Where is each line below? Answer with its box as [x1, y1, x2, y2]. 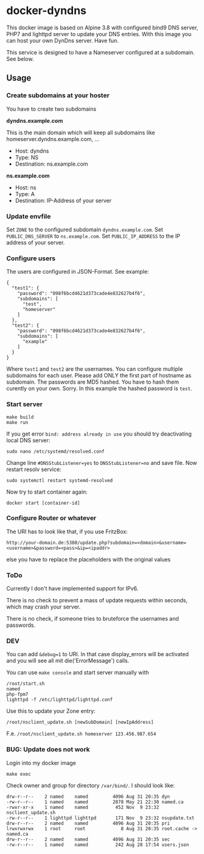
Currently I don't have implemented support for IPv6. [6, 585, 139, 593]
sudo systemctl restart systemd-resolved [6, 477, 113, 483]
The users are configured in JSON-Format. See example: [6, 268, 149, 276]
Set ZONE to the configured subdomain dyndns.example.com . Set [6, 225, 163, 233]
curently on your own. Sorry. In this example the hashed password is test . [6, 385, 192, 392]
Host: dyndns [15, 147, 49, 155]
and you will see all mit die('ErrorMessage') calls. [6, 657, 130, 665]
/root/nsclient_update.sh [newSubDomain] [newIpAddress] [6, 719, 154, 726]
